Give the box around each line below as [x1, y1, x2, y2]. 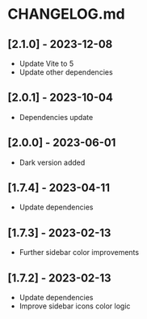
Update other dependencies [19, 67, 114, 77]
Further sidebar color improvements [19, 248, 139, 257]
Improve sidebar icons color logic [19, 301, 131, 311]
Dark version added [19, 157, 86, 167]
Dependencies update [19, 112, 94, 122]
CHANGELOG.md [7, 5, 126, 24]
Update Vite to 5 [19, 58, 74, 68]
